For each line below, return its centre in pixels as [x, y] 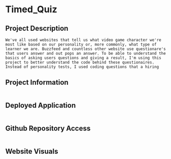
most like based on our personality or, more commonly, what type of [81, 44]
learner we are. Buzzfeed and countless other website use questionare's [86, 49]
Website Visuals [32, 151]
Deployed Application [40, 106]
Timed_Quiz [31, 9]
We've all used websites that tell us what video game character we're [83, 40]
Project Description [37, 28]
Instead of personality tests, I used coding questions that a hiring [82, 67]
